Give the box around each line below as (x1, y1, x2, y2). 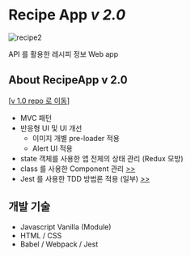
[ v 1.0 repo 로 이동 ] (8, 96, 70, 105)
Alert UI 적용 (32, 143, 73, 153)
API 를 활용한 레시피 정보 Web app (8, 49, 119, 58)
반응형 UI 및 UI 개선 (19, 123, 83, 133)
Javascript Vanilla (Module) (19, 221, 112, 232)
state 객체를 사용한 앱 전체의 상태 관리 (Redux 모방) (19, 153, 184, 163)
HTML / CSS (19, 230, 62, 240)
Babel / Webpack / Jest (19, 239, 99, 249)
